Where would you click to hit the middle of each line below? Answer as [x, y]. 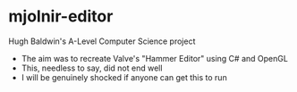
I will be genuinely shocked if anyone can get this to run [124, 77]
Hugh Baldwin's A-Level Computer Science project [102, 41]
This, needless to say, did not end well [92, 68]
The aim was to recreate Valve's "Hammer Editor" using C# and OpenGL [154, 58]
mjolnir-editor [61, 17]
